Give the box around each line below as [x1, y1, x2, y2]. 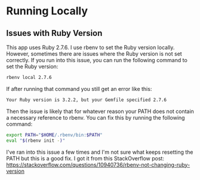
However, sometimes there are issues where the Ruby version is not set [6, 50, 182, 57]
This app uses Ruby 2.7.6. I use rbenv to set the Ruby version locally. [6, 44, 175, 51]
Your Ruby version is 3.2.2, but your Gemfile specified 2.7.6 [6, 97, 167, 103]
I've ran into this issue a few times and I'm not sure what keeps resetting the [6, 148, 193, 155]
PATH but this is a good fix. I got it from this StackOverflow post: [6, 154, 164, 162]
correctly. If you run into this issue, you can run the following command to [6, 57, 188, 63]
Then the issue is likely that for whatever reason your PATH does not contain [6, 108, 194, 115]
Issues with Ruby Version [6, 28, 103, 38]
